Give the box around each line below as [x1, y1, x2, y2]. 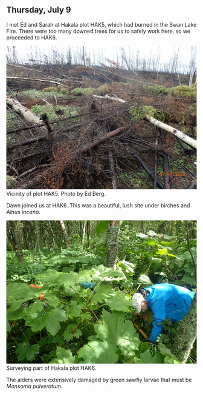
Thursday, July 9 [6, 5, 71, 15]
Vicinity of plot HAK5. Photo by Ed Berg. [6, 190, 106, 197]
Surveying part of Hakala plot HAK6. [6, 364, 97, 372]
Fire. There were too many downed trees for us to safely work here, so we [6, 27, 191, 35]
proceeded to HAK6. [6, 33, 57, 41]
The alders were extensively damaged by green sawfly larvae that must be [6, 376, 192, 383]
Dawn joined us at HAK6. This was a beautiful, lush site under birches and [6, 201, 190, 209]
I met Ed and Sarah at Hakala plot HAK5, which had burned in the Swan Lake [6, 21, 197, 28]
